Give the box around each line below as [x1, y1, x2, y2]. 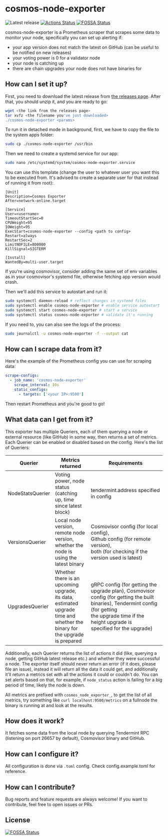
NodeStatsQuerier [7, 489, 50, 496]
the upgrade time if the [90, 612, 144, 619]
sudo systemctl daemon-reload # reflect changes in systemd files [5, 298, 146, 303]
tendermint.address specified [90, 486, 160, 493]
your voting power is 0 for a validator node [12, 54, 100, 60]
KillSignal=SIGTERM [5, 246, 46, 251]
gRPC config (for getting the [90, 581, 157, 588]
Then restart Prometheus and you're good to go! [5, 400, 105, 406]
